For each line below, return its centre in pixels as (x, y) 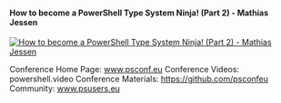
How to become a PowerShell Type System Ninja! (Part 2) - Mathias (139, 13)
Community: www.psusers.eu (65, 89)
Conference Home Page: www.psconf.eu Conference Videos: (124, 70)
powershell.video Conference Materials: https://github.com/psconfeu (139, 79)
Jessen (24, 22)
